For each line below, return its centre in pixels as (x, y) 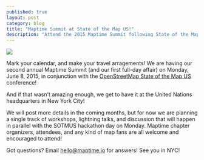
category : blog (25, 23)
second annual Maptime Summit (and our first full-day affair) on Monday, (98, 70)
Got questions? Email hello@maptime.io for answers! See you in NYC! (93, 150)
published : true (27, 12)
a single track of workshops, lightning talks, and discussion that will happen (101, 119)
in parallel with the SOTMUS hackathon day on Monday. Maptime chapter (98, 126)
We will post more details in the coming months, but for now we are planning (102, 113)
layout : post (23, 18)
